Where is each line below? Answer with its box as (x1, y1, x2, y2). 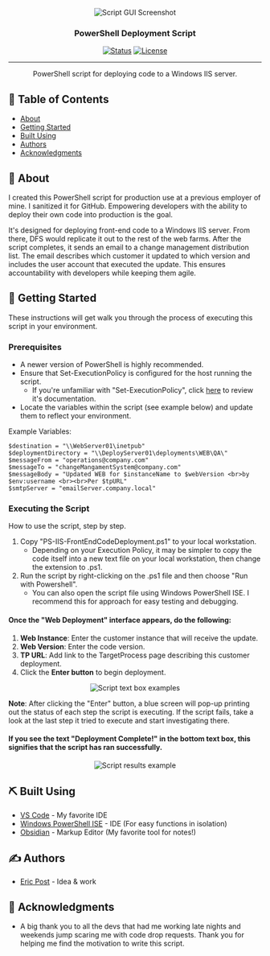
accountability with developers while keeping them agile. (8, 268, 197, 278)
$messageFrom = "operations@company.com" (8, 456, 149, 464)
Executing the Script (8, 503, 90, 514)
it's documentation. (31, 394, 96, 404)
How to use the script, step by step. (8, 521, 126, 531)
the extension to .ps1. (31, 562, 103, 572)
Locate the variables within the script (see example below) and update (19, 402, 253, 412)
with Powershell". (19, 579, 78, 589)
